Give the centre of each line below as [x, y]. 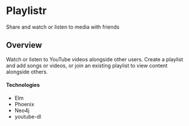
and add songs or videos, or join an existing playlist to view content [87, 65]
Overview [24, 45]
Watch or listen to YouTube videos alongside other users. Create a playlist [95, 59]
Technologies [23, 85]
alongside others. [27, 72]
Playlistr [26, 11]
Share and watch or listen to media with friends [63, 27]
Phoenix [24, 104]
